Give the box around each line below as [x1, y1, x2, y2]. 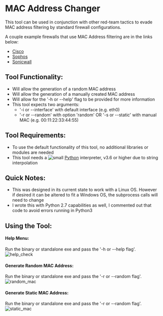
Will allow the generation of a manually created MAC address [12, 91, 135, 97]
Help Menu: [5, 235, 29, 241]
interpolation [12, 160, 38, 166]
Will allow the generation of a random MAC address [12, 86, 116, 92]
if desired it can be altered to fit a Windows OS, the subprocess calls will [12, 192, 158, 198]
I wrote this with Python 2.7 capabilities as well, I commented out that [12, 202, 152, 208]
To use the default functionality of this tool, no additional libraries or [12, 144, 149, 150]
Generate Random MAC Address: [5, 262, 74, 269]
